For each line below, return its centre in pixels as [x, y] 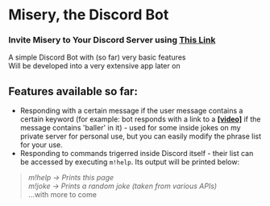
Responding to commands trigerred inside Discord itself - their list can [137, 154]
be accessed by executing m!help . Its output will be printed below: [130, 162]
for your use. [41, 145]
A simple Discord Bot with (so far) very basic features [97, 57]
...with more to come [62, 195]
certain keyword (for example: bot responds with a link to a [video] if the [140, 119]
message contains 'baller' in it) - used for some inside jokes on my [130, 128]
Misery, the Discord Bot [89, 15]
